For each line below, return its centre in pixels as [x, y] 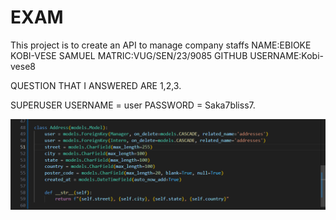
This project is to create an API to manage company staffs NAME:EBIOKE [161, 45]
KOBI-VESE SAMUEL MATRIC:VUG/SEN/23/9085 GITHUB [129, 55]
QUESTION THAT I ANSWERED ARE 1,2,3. [96, 85]
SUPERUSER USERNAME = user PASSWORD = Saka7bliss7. [133, 105]
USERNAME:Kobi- [286, 55]
